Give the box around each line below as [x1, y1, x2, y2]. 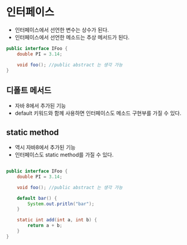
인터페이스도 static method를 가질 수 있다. [14, 151, 114, 158]
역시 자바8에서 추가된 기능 [14, 144, 76, 151]
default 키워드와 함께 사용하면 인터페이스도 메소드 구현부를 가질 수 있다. [14, 109, 182, 117]
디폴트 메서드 [6, 85, 52, 95]
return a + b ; [27, 222, 63, 229]
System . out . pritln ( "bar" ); [27, 200, 95, 207]
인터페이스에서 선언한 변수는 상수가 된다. [14, 26, 109, 33]
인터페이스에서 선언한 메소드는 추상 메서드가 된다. [14, 33, 130, 40]
